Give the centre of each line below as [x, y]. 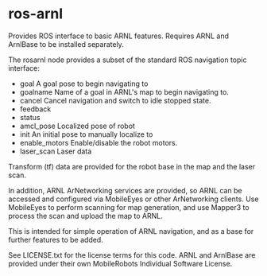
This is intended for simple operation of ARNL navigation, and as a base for [131, 231]
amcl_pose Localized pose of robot [77, 126]
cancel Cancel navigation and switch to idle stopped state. [115, 100]
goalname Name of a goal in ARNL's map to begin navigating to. [124, 91]
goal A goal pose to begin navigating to [84, 84]
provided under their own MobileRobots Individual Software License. [120, 263]
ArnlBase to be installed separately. [66, 44]
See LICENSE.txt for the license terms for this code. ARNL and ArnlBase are [132, 255]
